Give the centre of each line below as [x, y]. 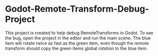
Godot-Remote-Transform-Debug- [77, 9]
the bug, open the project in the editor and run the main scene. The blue [78, 38]
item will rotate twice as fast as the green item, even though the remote [77, 43]
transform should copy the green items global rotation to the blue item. [77, 48]
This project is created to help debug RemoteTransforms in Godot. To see [79, 33]
